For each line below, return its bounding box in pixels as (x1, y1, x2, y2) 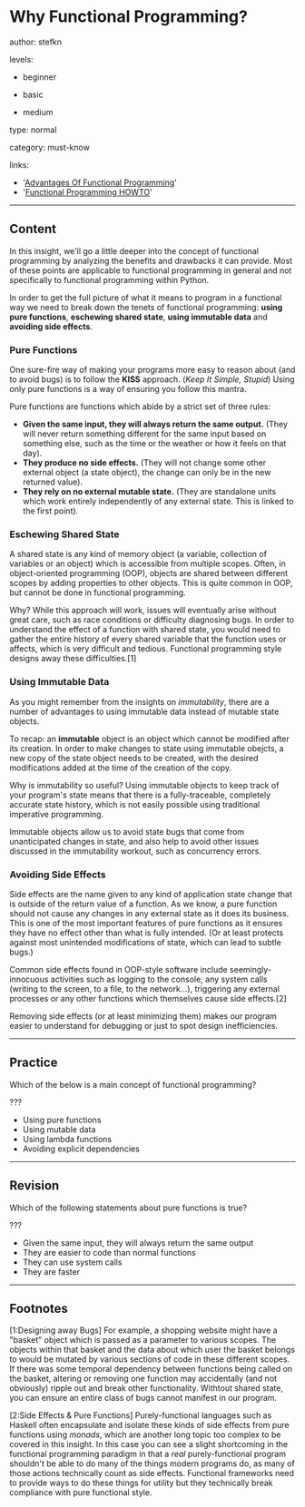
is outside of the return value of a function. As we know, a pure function (9, 898, 278, 909)
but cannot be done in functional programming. (9, 587, 186, 598)
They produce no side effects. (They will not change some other (22, 457, 267, 468)
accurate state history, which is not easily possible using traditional (9, 798, 261, 809)
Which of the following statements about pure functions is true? (9, 1202, 248, 1213)
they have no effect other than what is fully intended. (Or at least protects (9, 927, 284, 938)
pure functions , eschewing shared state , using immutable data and (9, 311, 268, 322)
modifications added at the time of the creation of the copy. (9, 762, 232, 773)
